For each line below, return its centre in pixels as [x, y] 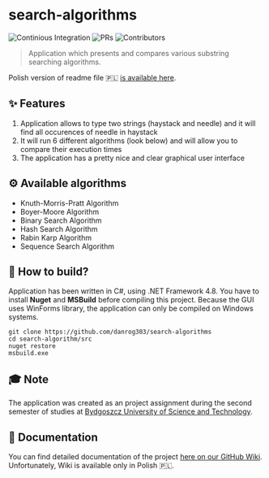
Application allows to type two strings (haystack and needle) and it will [138, 123]
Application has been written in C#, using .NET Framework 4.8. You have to [134, 291]
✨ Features [37, 104]
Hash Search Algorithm [59, 228]
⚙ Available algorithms [68, 183]
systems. [23, 317]
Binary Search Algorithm [61, 220]
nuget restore [32, 346]
